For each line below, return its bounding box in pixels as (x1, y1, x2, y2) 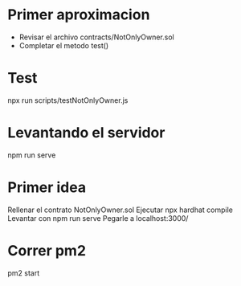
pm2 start (7, 268, 40, 278)
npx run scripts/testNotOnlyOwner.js (7, 95, 129, 105)
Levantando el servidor (7, 124, 165, 142)
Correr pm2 (7, 241, 86, 259)
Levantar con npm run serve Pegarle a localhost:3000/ (7, 213, 189, 223)
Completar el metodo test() (18, 40, 109, 50)
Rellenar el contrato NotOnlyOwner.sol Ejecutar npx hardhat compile (7, 205, 234, 214)
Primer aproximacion (7, 6, 150, 24)
